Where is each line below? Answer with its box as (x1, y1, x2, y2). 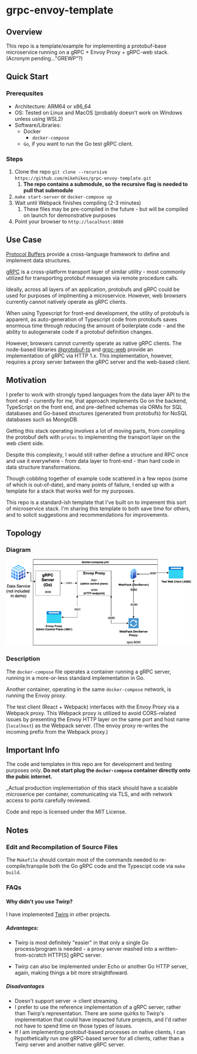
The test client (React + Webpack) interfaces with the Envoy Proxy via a (6, 703, 179, 710)
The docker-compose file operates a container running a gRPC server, (6, 668, 171, 675)
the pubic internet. (6, 773, 53, 780)
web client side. (6, 439, 45, 446)
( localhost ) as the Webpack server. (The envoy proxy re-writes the (6, 722, 169, 729)
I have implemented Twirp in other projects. (6, 911, 111, 918)
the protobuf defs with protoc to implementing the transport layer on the (6, 433, 181, 440)
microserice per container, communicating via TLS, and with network (6, 791, 173, 798)
